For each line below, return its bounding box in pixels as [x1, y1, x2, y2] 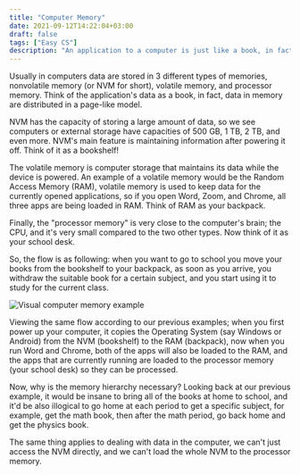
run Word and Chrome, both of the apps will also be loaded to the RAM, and [9, 346, 288, 356]
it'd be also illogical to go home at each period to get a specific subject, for [9, 401, 285, 412]
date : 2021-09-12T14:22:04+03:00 [9, 21, 134, 30]
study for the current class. [9, 282, 109, 293]
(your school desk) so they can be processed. [9, 364, 179, 375]
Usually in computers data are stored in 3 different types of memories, [9, 71, 268, 81]
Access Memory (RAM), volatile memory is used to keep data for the [9, 181, 262, 192]
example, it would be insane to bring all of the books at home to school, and [9, 391, 288, 402]
